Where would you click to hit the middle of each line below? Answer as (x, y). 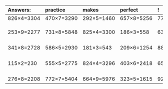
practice (55, 10)
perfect (129, 10)
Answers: (19, 10)
